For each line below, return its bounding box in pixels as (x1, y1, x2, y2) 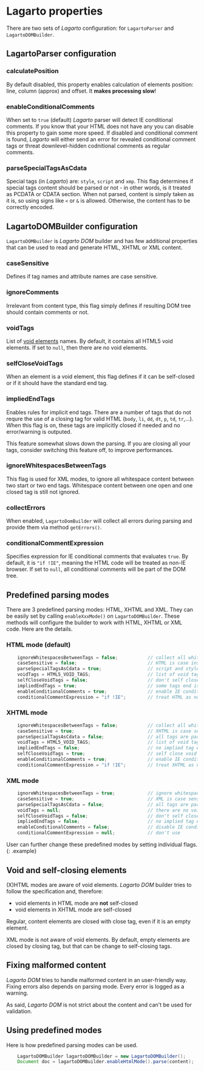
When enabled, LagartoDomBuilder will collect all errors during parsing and (6, 517, 192, 525)
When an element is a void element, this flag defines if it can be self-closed (6, 373, 195, 380)
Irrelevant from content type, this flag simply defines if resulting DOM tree (6, 302, 191, 309)
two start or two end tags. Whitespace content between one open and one (6, 481, 193, 489)
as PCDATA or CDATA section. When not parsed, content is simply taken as (6, 191, 194, 198)
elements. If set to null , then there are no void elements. (6, 344, 148, 351)
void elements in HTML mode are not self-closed (15, 899, 138, 907)
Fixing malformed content (6, 960, 106, 970)
